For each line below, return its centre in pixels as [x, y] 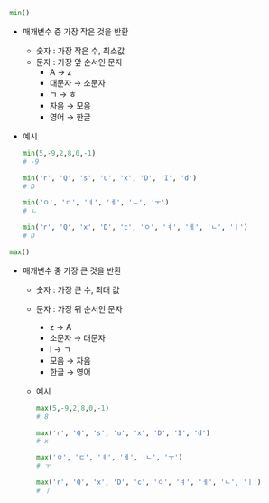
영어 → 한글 [70, 117]
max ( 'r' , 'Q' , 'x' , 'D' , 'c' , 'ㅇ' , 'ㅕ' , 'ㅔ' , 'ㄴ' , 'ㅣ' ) [148, 482]
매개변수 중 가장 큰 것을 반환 [72, 270]
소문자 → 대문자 [77, 337]
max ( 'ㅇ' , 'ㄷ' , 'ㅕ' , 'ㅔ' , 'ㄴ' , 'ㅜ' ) [109, 458]
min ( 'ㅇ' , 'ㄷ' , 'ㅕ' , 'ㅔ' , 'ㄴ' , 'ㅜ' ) [96, 203]
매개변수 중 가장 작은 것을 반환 [75, 31]
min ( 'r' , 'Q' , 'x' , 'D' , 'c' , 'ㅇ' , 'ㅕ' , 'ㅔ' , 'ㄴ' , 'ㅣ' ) [135, 228]
